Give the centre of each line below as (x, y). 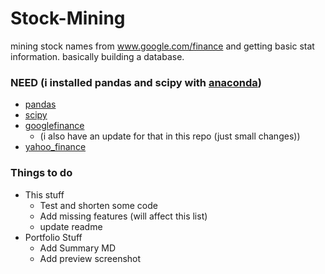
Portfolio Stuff (53, 237)
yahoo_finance (55, 147)
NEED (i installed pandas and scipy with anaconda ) (136, 82)
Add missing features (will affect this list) (123, 216)
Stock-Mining (68, 18)
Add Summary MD (78, 248)
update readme (71, 226)
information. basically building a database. (97, 56)
